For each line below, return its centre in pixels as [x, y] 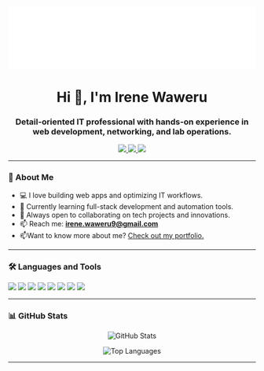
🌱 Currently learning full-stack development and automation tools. [126, 206]
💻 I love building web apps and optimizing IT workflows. [111, 195]
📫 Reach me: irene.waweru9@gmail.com [89, 223]
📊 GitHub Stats [38, 316]
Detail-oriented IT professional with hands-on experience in [132, 122]
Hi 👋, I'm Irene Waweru [132, 97]
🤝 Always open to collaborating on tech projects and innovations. [125, 215]
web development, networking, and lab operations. [132, 132]
